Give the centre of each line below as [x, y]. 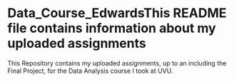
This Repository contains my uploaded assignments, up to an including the [117, 63]
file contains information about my [112, 28]
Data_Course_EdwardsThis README [117, 13]
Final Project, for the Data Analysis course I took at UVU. [90, 71]
